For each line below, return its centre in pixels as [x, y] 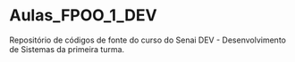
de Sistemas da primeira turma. [67, 49]
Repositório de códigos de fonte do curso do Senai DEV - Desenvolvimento [147, 40]
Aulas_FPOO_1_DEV [84, 15]
